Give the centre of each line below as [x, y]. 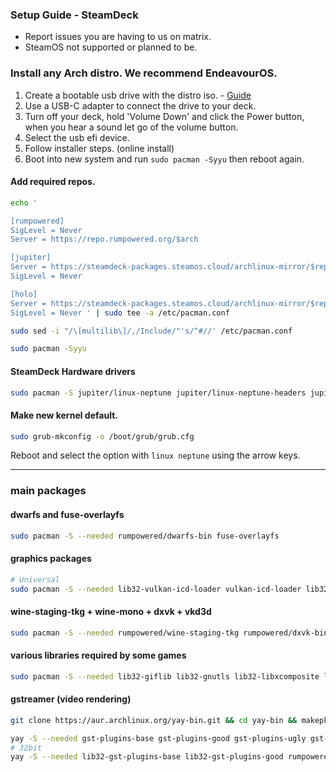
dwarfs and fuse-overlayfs [67, 514]
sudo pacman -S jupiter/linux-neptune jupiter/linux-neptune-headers [158, 393]
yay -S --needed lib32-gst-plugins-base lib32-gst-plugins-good [147, 757]
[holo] [24, 294]
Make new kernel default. [64, 415]
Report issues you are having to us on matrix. [118, 37]
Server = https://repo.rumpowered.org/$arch [104, 239]
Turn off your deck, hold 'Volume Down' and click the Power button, [164, 116]
